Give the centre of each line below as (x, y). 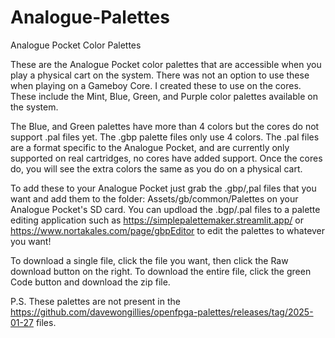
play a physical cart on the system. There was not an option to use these (160, 75)
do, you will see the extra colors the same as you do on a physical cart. (156, 168)
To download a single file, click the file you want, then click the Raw (149, 260)
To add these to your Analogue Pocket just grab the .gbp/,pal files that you (163, 188)
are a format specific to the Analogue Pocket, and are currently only (150, 147)
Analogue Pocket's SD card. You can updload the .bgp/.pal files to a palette (165, 209)
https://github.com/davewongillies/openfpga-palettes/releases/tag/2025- (162, 312)
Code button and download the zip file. (90, 282)
